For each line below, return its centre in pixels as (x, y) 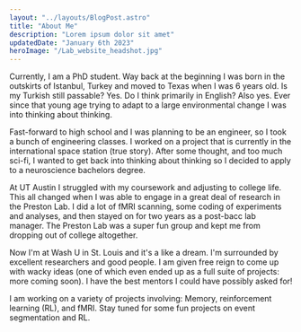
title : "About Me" (44, 26)
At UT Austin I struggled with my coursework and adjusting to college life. (146, 188)
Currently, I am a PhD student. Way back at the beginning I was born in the (147, 76)
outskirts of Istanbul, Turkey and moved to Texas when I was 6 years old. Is (148, 86)
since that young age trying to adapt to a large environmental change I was (148, 105)
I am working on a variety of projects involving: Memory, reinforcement (141, 299)
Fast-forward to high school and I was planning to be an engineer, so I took (148, 132)
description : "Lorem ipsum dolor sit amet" (92, 34)
